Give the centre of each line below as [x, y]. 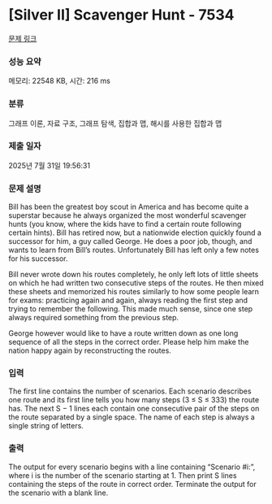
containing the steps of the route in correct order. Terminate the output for [133, 484]
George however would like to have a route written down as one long [123, 333]
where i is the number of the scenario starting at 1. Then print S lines [123, 475]
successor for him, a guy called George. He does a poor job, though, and [130, 241]
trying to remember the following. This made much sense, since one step [131, 309]
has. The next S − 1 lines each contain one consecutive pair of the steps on [134, 409]
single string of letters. [46, 426]
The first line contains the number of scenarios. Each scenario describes [130, 391]
